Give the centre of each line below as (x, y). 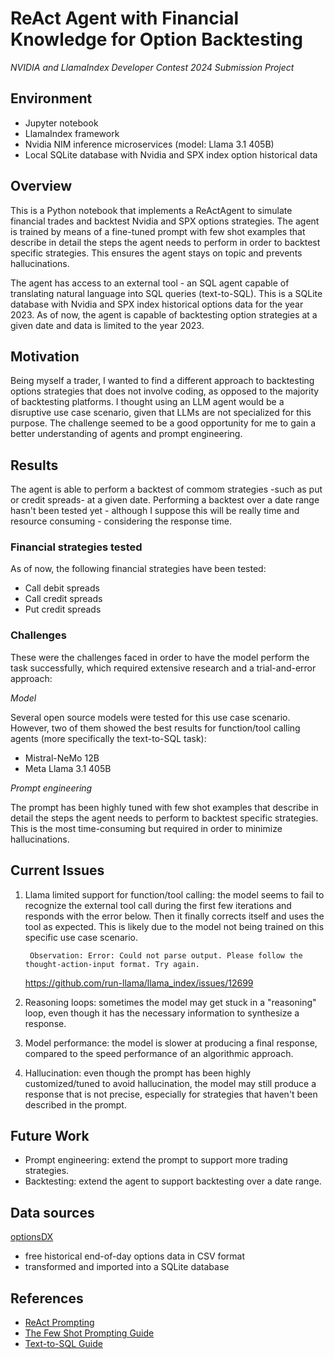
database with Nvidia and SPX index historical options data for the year (157, 304)
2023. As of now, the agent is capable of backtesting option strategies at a (164, 314)
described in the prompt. (75, 1104)
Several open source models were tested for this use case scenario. (150, 717)
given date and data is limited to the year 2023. (107, 325)
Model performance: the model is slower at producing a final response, (171, 1043)
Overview (41, 186)
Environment (51, 98)
